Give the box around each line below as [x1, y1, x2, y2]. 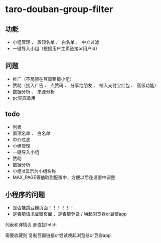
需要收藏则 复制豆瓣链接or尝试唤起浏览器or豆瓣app [5, 232, 111, 238]
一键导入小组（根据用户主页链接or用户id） [12, 45, 100, 51]
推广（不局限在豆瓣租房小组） [12, 76, 74, 82]
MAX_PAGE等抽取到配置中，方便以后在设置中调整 [12, 174, 115, 180]
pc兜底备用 [12, 95, 36, 101]
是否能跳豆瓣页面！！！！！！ [12, 205, 74, 211]
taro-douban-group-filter [5, 4, 113, 15]
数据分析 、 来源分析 [12, 88, 55, 94]
